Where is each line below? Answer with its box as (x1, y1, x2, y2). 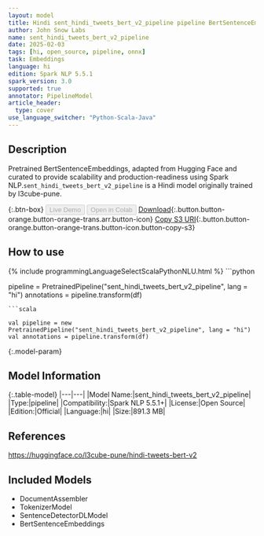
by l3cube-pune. (8, 189, 62, 198)
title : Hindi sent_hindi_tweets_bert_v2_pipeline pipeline (8, 19, 206, 27)
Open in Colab (90, 205, 133, 214)
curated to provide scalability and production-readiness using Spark (8, 172, 229, 182)
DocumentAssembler (19, 494, 89, 503)
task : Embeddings (8, 56, 65, 64)
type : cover (15, 107, 55, 115)
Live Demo (49, 205, 81, 214)
